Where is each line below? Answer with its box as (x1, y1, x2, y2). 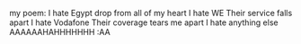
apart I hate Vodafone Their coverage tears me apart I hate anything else (9, 17, 279, 28)
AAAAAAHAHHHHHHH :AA (9, 27, 111, 37)
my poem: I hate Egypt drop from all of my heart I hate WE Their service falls (9, 8, 293, 18)
